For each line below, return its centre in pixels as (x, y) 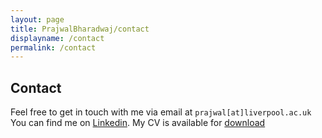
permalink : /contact (53, 47)
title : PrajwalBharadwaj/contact (80, 29)
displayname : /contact (57, 38)
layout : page (37, 19)
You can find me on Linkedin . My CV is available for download (138, 123)
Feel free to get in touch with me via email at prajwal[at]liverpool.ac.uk (161, 112)
